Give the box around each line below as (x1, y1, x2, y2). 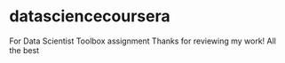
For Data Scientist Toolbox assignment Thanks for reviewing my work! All (9, 35, 277, 46)
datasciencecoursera (9, 6, 170, 27)
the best (9, 44, 40, 55)
